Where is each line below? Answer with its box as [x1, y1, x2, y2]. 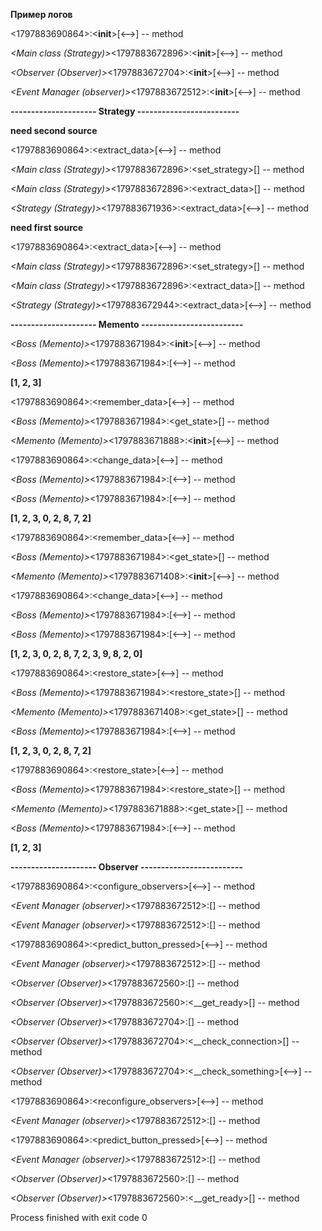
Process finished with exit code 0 [10, 1212, 148, 1223]
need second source [10, 125, 98, 136]
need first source [10, 222, 84, 233]
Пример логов [10, 9, 73, 20]
